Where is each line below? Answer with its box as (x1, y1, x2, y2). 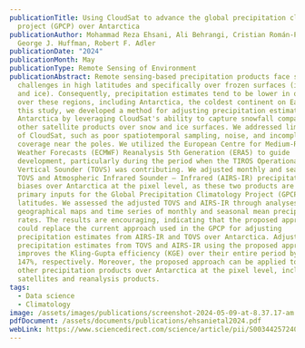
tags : (9, 283, 30, 292)
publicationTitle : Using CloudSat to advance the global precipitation (9, 13, 286, 23)
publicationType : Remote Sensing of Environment (9, 64, 197, 73)
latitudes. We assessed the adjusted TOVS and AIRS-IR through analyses (17, 198, 299, 208)
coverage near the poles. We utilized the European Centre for (17, 140, 261, 149)
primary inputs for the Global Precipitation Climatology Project (17, 190, 274, 199)
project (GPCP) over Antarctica (17, 22, 141, 31)
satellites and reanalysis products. (17, 275, 161, 284)
